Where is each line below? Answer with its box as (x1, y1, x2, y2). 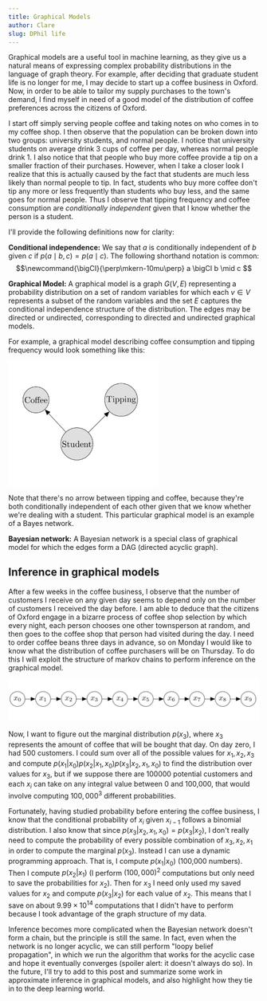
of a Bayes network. (8, 518, 74, 528)
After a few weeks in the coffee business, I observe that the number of (8, 587, 240, 596)
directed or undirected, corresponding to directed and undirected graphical (8, 313, 256, 323)
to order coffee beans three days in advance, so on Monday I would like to (8, 638, 253, 647)
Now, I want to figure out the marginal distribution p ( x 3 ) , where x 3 (8, 729, 223, 740)
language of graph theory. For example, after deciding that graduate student (8, 69, 259, 79)
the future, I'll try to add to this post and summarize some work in (8, 967, 223, 976)
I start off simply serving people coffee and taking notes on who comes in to (8, 119, 259, 128)
